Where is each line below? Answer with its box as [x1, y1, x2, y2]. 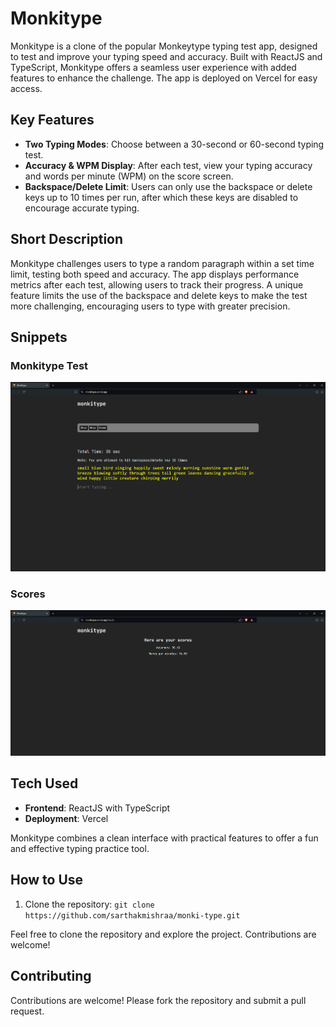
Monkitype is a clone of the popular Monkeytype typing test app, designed [10, 40, 318, 52]
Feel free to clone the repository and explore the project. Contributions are [10, 928, 317, 940]
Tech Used [10, 775, 79, 792]
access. [10, 82, 43, 94]
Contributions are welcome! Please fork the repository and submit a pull [10, 994, 307, 1006]
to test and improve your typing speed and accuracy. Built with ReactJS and [10, 50, 323, 62]
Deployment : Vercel [24, 812, 109, 824]
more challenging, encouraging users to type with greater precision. [10, 300, 291, 312]
